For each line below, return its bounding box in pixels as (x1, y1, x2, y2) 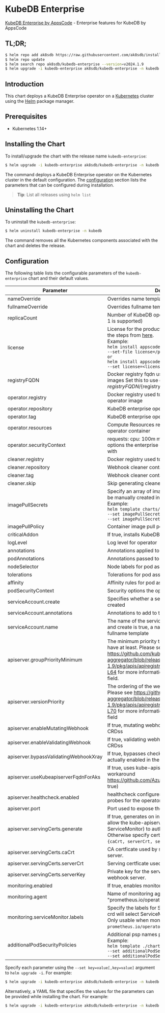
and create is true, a (107, 623, 153, 630)
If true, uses (107, 764, 135, 771)
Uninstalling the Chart (5, 206, 74, 214)
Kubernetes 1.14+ (12, 125, 48, 131)
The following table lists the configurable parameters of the (5, 270, 125, 276)
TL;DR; (5, 39, 27, 48)
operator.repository (7, 405, 53, 412)
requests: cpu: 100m (107, 435, 156, 442)
